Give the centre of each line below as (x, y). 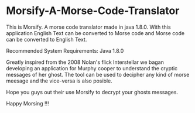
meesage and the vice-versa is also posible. (59, 81)
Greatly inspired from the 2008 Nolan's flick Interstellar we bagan (85, 62)
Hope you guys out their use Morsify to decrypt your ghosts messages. (92, 92)
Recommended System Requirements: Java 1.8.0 (65, 50)
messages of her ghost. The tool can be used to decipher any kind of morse (98, 74)
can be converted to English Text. (47, 39)
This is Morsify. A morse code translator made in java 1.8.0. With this (88, 27)
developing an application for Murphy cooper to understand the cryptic (92, 68)
